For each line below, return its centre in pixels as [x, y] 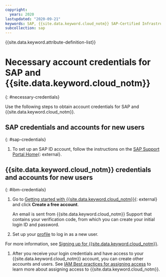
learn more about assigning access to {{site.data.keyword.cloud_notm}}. [86, 269]
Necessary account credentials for [78, 62]
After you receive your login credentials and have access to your [78, 253]
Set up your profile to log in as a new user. [55, 234]
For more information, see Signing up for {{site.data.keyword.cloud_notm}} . [82, 244]
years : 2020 [22, 14]
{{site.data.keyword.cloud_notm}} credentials [78, 170]
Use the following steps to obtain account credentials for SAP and [72, 107]
